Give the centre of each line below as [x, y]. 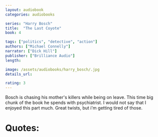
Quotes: [22, 128]
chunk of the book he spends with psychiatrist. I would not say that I [76, 102]
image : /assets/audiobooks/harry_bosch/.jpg [52, 69]
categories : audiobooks [30, 14]
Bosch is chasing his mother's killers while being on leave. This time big [79, 97]
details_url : [19, 74]
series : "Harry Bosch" [29, 23]
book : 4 [13, 33]
